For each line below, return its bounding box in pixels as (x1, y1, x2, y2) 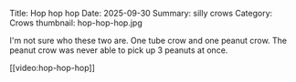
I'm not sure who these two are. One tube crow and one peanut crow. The (9, 36, 288, 46)
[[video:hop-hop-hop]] (9, 63, 96, 73)
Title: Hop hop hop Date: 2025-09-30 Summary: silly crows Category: (9, 8, 273, 18)
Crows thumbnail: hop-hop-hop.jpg (9, 17, 143, 28)
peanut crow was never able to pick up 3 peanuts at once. (9, 45, 228, 56)
